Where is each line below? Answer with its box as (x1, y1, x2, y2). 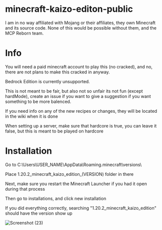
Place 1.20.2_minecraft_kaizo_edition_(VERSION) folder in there (5, 171, 134, 177)
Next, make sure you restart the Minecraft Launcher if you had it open (5, 181, 147, 187)
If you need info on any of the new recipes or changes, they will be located (5, 108, 157, 114)
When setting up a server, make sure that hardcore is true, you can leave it (5, 123, 157, 129)
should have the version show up (5, 210, 73, 216)
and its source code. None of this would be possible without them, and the (5, 25, 157, 31)
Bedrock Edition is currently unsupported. (5, 78, 90, 84)
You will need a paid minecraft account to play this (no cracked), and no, (5, 64, 153, 69)
